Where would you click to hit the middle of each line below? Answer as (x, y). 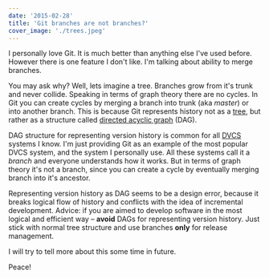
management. (31, 236)
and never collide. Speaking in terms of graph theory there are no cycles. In (133, 95)
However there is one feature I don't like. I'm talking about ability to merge (130, 62)
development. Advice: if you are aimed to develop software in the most (125, 211)
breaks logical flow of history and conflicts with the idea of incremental (126, 202)
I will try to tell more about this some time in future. (92, 252)
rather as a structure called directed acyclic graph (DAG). (103, 120)
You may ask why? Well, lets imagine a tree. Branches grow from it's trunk (130, 86)
